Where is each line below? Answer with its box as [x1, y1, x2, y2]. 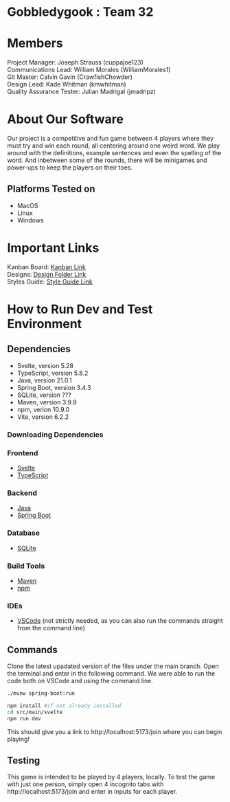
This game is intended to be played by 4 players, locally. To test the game [7, 773, 216, 781]
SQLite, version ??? [16, 391, 72, 399]
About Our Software [7, 111, 124, 127]
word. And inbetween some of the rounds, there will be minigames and [7, 156, 207, 165]
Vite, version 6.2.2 [16, 413, 69, 421]
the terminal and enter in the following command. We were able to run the [7, 669, 216, 678]
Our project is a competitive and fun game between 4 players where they [7, 135, 214, 143]
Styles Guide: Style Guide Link [7, 277, 93, 286]
